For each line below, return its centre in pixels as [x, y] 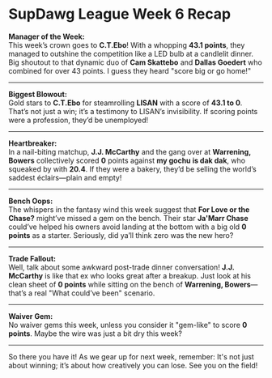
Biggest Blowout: [38, 94]
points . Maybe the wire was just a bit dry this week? [95, 333]
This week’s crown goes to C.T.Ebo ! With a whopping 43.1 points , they [127, 45]
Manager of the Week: [47, 36]
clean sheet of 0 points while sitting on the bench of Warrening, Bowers [130, 284]
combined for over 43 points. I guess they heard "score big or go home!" [130, 70]
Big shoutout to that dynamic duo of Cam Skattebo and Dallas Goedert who [136, 62]
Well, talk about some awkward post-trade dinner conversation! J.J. [121, 267]
